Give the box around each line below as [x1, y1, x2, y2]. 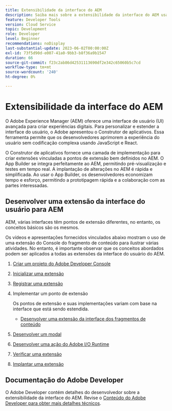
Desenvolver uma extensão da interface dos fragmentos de [20, 316, 146, 322]
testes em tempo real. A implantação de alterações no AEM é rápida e [5, 166, 153, 172]
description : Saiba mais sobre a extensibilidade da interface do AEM [5, 12, 159, 17]
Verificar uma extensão [12, 351, 62, 357]
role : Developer [5, 31, 40, 36]
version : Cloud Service [5, 22, 56, 27]
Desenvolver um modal [12, 331, 62, 337]
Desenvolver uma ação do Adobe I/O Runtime [12, 341, 110, 347]
